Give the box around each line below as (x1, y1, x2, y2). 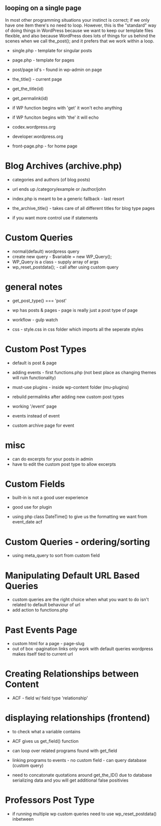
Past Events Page (5, 624, 78, 635)
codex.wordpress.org (12, 124, 56, 130)
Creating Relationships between (5, 668, 139, 680)
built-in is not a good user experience (12, 495, 88, 501)
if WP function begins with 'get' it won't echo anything (12, 104, 123, 110)
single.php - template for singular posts (12, 47, 92, 53)
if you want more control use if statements (12, 214, 98, 221)
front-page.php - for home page (12, 143, 78, 149)
